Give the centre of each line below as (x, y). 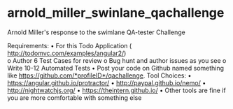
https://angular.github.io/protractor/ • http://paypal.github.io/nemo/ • (107, 82)
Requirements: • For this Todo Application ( (70, 45)
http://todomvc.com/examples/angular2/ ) (67, 53)
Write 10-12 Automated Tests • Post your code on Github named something (116, 68)
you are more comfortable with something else (75, 97)
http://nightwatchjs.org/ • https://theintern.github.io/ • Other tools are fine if (116, 90)
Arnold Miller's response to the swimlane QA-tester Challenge (96, 32)
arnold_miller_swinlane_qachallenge (116, 13)
